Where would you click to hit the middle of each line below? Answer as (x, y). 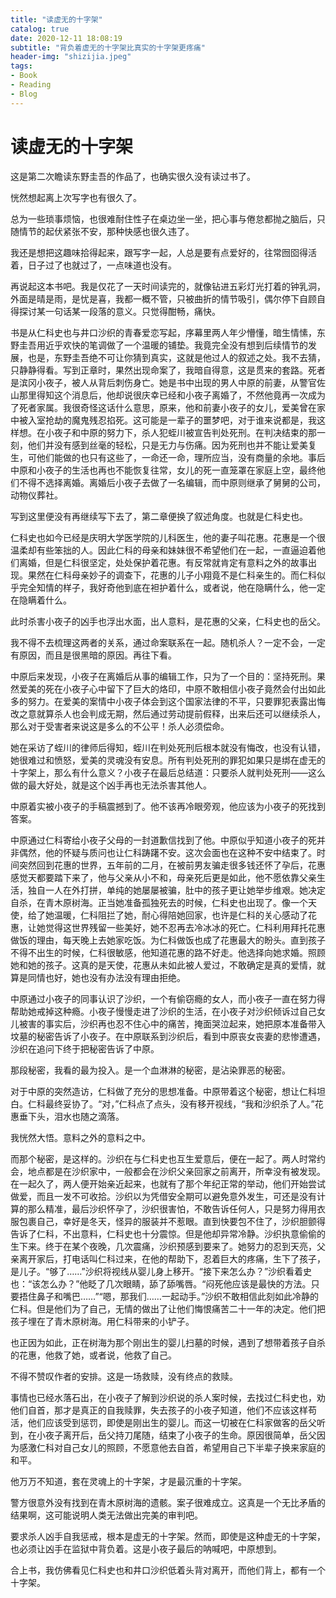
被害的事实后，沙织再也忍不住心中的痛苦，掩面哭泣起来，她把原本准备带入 (172, 1023)
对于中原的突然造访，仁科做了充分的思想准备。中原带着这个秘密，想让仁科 (163, 1091)
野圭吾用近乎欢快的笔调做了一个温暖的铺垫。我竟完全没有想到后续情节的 (159, 345)
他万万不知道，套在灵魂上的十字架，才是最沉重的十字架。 (128, 1481)
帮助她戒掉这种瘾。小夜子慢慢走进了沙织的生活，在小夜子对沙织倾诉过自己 (163, 1011)
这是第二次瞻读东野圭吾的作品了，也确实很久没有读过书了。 (133, 176)
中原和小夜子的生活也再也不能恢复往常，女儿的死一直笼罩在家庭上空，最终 (163, 470)
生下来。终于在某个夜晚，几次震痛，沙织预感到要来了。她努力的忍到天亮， (163, 1246)
